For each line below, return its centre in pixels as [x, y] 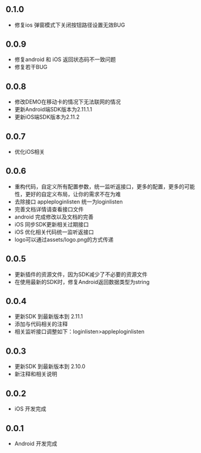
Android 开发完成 [36, 443]
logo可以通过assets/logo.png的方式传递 [64, 239]
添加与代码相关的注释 [41, 324]
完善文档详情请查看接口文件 [49, 209]
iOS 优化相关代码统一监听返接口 [54, 232]
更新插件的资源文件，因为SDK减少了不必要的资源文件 [81, 274]
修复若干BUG [31, 67]
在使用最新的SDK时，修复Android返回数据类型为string [82, 282]
